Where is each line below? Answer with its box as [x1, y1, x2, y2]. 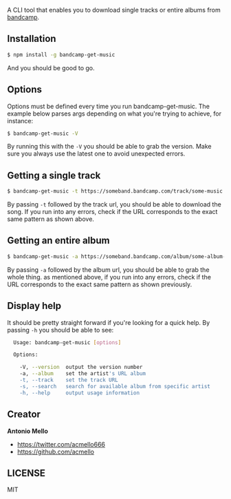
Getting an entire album [7, 235, 110, 246]
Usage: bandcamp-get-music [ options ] [13, 339, 122, 346]
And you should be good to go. [7, 63, 95, 72]
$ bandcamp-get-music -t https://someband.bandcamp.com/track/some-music [7, 188, 223, 195]
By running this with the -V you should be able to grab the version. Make [7, 142, 212, 151]
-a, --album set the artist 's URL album [19, 370, 146, 377]
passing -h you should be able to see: [7, 326, 114, 334]
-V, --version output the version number [19, 364, 143, 371]
